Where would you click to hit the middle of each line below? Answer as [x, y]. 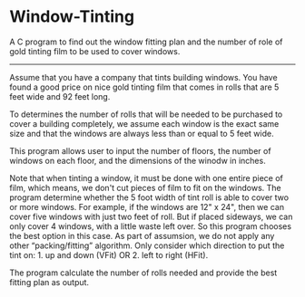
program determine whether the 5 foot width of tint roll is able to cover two [149, 197]
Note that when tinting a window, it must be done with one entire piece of [146, 177]
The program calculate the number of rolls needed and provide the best [143, 273]
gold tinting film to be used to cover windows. [95, 51]
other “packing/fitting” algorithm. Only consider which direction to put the [147, 245]
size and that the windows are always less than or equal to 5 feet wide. [142, 133]
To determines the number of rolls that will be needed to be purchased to [146, 114]
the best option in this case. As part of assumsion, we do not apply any [142, 235]
